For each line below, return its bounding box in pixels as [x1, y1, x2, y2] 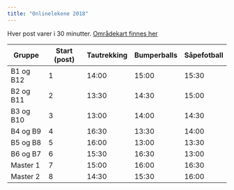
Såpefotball [184, 50, 224, 60]
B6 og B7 [10, 149, 42, 159]
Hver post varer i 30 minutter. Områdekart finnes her [7, 29, 158, 38]
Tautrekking [86, 50, 127, 60]
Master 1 [10, 160, 40, 170]
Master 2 [10, 171, 40, 181]
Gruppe [13, 50, 40, 60]
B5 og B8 [10, 137, 42, 147]
